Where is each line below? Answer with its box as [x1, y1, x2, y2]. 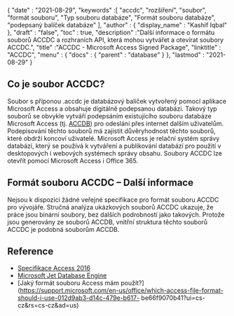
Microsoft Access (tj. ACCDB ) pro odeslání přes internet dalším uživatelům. [7, 119, 224, 128]
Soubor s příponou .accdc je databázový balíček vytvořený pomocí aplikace [7, 97, 226, 105]
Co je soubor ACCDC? [7, 78, 105, 90]
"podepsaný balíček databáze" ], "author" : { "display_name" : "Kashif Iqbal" [7, 21, 228, 29]
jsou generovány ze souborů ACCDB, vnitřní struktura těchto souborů [7, 217, 208, 226]
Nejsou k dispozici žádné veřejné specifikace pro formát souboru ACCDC [7, 195, 219, 204]
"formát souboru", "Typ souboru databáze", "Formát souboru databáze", [7, 13, 216, 22]
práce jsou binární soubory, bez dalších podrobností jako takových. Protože [7, 210, 226, 219]
